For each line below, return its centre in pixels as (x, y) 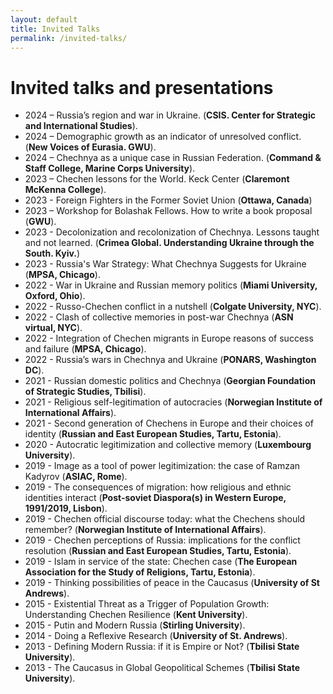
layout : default (44, 19)
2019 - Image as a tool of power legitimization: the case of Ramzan (162, 466)
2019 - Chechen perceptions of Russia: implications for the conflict (162, 540)
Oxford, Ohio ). (55, 296)
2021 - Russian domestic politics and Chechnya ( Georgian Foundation (170, 381)
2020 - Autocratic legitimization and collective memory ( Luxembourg (168, 445)
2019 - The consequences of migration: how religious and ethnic (158, 487)
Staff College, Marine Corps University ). (110, 168)
